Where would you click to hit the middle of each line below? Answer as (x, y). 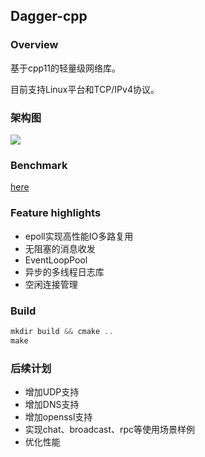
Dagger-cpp (49, 16)
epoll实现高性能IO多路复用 (79, 236)
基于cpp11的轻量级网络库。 (66, 68)
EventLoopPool (56, 260)
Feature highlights (56, 213)
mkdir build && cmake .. (62, 331)
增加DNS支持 (52, 404)
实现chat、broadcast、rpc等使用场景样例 (110, 429)
